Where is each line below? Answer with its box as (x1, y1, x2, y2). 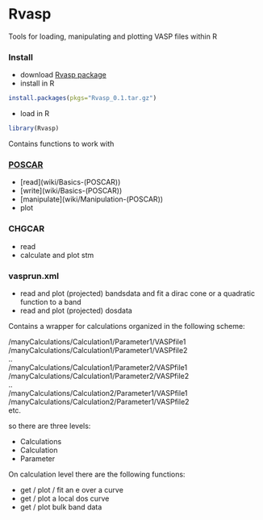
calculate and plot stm (19, 250, 94, 260)
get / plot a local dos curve (19, 493, 110, 503)
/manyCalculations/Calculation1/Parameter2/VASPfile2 (8, 371, 190, 381)
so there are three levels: (8, 421, 91, 431)
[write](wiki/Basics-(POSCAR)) (19, 186, 123, 196)
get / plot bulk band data (19, 501, 102, 512)
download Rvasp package (19, 70, 106, 80)
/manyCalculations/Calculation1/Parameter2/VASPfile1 (8, 362, 188, 372)
